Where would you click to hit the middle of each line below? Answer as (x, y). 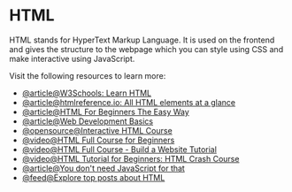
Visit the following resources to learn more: (88, 75)
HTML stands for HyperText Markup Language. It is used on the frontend (142, 40)
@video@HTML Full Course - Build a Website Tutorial (119, 149)
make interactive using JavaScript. (72, 58)
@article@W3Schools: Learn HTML (87, 93)
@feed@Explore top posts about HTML (93, 177)
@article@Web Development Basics (87, 121)
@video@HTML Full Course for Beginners (98, 140)
